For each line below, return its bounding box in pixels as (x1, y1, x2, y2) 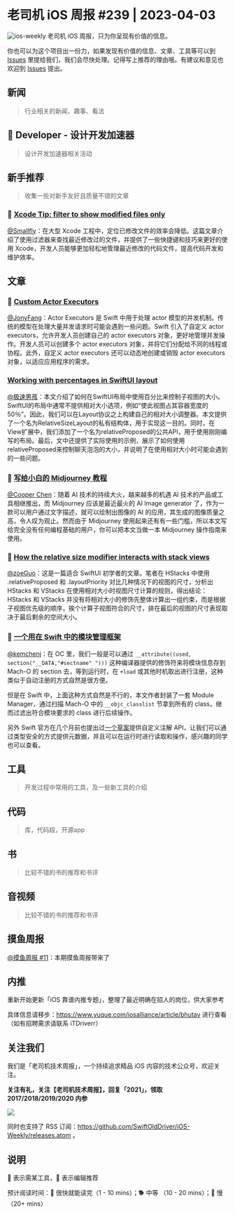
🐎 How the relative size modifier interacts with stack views (7, 552, 210, 562)
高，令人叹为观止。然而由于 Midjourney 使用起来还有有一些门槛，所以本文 (7, 516, 222, 524)
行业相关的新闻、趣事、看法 (24, 107, 105, 115)
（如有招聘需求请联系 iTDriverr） (7, 1020, 102, 1028)
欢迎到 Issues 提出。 (7, 64, 66, 72)
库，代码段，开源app (24, 826, 85, 834)
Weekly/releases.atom (7, 1131, 71, 1140)
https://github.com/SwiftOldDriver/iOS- (77, 1122, 190, 1131)
